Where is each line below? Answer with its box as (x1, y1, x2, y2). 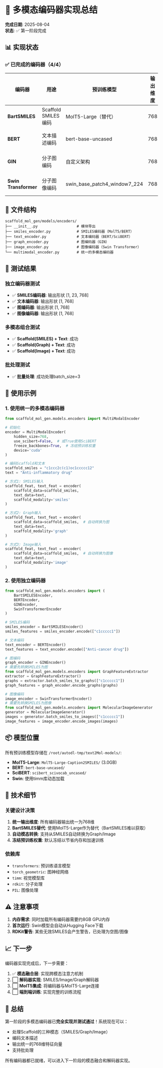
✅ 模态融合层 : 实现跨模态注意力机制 (12, 971, 83, 977)
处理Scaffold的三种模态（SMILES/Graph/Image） (12, 1029, 111, 1035)
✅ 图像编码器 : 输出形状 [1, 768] (12, 311, 74, 316)
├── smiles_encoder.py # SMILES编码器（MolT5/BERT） (5, 229, 134, 234)
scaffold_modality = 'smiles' (14, 497, 70, 502)
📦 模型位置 (5, 733, 40, 742)
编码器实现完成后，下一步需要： (5, 960, 69, 966)
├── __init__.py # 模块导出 (5, 224, 96, 229)
